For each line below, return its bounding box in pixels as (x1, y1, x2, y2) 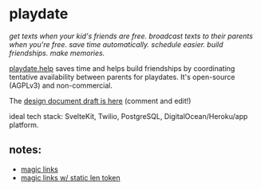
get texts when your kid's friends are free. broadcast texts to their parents (9, 31, 254, 41)
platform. (9, 120, 39, 129)
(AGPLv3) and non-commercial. (9, 81, 113, 90)
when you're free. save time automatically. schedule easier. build (9, 39, 223, 49)
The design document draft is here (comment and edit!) (9, 96, 192, 105)
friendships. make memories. (9, 48, 105, 57)
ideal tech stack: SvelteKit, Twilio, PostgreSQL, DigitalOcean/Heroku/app (9, 111, 248, 121)
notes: (9, 143, 42, 156)
